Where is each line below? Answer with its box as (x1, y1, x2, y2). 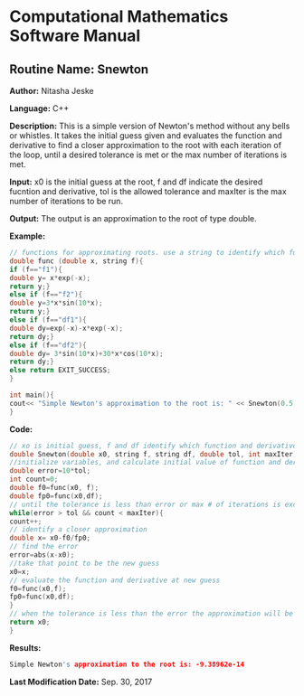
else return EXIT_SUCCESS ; (9, 366, 111, 375)
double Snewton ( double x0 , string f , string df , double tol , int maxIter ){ (9, 449, 301, 458)
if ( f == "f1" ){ (9, 265, 63, 274)
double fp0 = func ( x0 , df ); (9, 491, 103, 501)
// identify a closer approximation (9, 525, 147, 534)
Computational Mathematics (9, 6, 229, 27)
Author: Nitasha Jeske (9, 86, 94, 96)
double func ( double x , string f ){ (9, 256, 144, 266)
